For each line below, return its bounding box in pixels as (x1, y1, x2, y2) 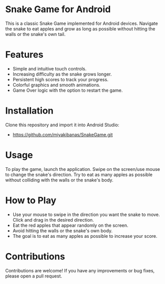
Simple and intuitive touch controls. (12, 65, 87, 72)
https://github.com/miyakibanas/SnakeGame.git (12, 131, 113, 137)
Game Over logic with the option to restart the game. (12, 87, 123, 93)
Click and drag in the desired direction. (12, 217, 94, 223)
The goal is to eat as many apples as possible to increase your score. (12, 233, 157, 239)
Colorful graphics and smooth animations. (12, 82, 101, 88)
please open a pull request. (5, 273, 62, 279)
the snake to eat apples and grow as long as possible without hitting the (5, 25, 156, 31)
